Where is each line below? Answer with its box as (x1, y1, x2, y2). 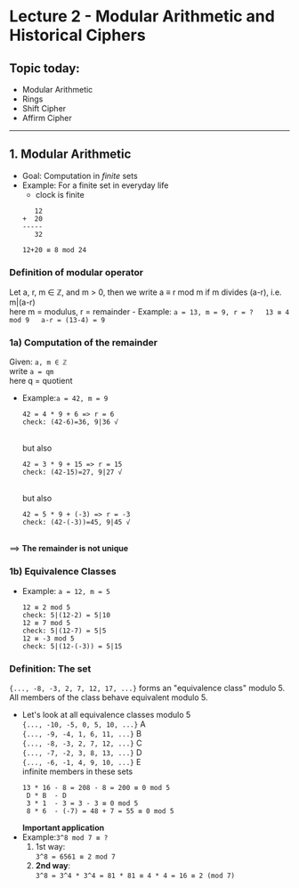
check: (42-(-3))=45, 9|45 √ (21, 518, 131, 527)
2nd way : (35, 860, 71, 870)
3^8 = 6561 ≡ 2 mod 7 (35, 852, 116, 861)
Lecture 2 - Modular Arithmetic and (9, 6, 276, 27)
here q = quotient (9, 376, 73, 387)
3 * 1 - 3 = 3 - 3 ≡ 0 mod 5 (26, 799, 139, 808)
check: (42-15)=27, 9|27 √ (21, 468, 123, 477)
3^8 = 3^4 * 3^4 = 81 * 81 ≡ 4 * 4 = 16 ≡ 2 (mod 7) (35, 871, 236, 880)
